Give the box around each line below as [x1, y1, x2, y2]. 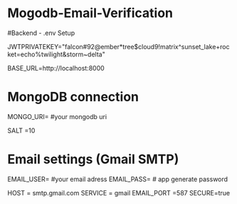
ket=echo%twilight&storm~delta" [7, 50, 105, 58]
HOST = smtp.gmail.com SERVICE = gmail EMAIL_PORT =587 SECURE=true [7, 188, 230, 197]
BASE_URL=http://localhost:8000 [7, 63, 105, 72]
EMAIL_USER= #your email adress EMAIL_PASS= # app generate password [7, 175, 228, 183]
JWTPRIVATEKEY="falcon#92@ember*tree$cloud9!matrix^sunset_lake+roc [7, 42, 230, 51]
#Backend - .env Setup [7, 29, 75, 37]
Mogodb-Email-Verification [7, 5, 173, 21]
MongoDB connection [7, 89, 139, 105]
